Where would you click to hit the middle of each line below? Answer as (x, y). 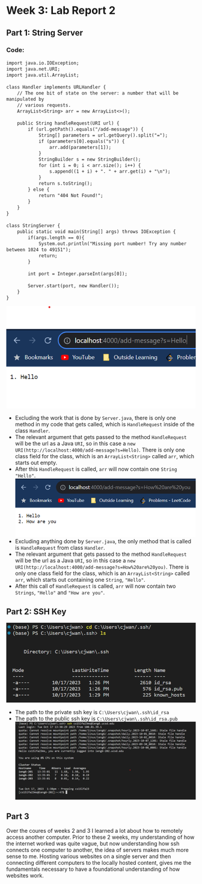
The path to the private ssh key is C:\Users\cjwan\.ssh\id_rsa (92, 712)
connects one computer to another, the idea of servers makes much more (98, 850)
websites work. (25, 876)
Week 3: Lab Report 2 (61, 11)
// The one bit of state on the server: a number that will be (98, 93)
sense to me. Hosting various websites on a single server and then (89, 856)
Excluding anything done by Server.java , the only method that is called (103, 541)
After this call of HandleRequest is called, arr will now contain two (95, 586)
